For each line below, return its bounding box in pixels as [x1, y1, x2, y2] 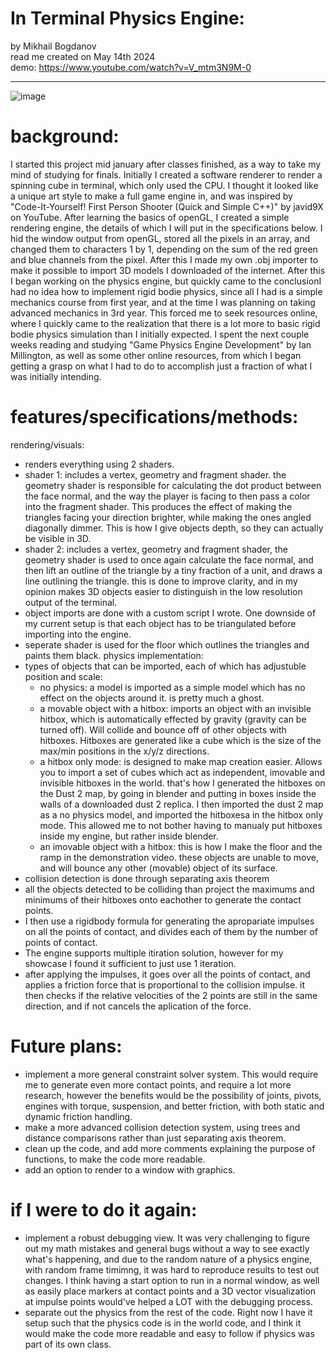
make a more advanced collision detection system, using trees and [24, 1121, 301, 1133]
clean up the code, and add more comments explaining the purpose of [24, 1142, 316, 1154]
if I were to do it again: [10, 1198, 198, 1221]
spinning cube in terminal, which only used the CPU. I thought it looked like [10, 179, 319, 191]
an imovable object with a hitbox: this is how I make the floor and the [39, 840, 323, 852]
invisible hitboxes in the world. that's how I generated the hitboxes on [39, 777, 326, 789]
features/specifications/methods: [10, 406, 299, 429]
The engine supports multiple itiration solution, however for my [24, 947, 284, 959]
